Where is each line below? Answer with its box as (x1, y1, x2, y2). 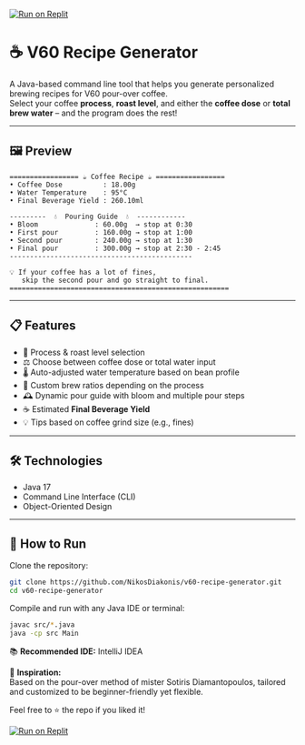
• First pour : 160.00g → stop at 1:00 (9, 227, 193, 237)
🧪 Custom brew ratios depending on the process (22, 379, 204, 390)
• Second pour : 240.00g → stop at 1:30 (9, 236, 193, 245)
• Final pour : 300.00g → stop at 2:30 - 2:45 (9, 244, 221, 253)
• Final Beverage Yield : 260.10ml (9, 196, 144, 205)
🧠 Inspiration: (9, 667, 62, 678)
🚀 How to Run (9, 536, 87, 551)
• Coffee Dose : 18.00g (9, 180, 136, 189)
